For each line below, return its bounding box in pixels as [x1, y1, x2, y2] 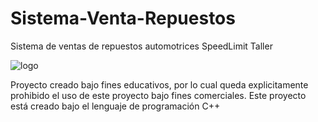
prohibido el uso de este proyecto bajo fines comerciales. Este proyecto [10, 89, 307, 101]
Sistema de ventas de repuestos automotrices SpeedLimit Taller [10, 40, 273, 52]
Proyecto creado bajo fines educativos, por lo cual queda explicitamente [10, 78, 309, 91]
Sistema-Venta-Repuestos [10, 7, 236, 30]
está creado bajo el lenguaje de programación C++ [10, 100, 221, 112]
